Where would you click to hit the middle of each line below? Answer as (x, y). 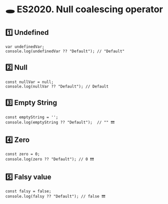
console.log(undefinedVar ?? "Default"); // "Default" (65, 51)
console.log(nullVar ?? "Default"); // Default (57, 86)
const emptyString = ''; (32, 117)
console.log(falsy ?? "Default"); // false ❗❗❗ (56, 197)
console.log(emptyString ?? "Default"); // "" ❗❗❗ (60, 122)
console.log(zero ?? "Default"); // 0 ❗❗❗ (50, 159)
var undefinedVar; (25, 47)
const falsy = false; (28, 191)
